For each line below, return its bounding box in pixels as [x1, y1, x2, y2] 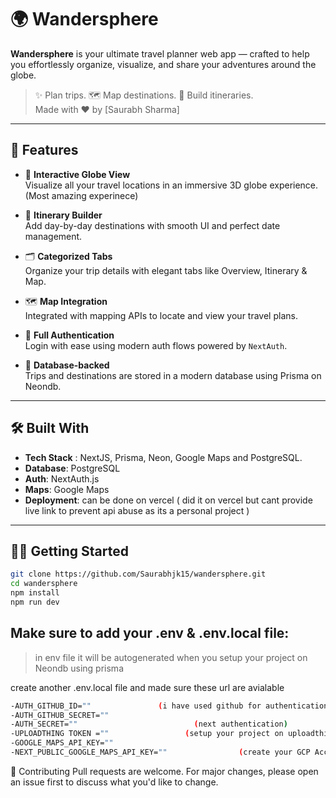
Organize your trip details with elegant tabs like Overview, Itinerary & [24, 264, 308, 276]
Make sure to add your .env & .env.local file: [10, 625, 290, 642]
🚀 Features [10, 142, 79, 159]
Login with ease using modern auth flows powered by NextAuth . [24, 339, 288, 351]
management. [24, 230, 83, 242]
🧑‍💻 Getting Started [10, 542, 129, 560]
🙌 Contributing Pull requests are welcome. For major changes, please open [10, 765, 319, 777]
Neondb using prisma [34, 662, 124, 674]
